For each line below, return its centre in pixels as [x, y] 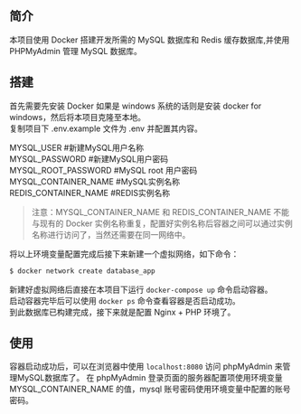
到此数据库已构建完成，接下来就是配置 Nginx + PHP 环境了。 [122, 312]
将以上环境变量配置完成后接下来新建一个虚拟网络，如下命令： [124, 254]
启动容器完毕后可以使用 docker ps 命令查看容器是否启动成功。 [125, 300]
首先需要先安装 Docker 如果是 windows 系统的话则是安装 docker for [136, 106]
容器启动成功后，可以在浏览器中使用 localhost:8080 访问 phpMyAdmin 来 [146, 367]
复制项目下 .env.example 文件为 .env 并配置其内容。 [106, 128]
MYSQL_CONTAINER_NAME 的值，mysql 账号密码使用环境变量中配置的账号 [150, 389]
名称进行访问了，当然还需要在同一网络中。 [111, 234]
